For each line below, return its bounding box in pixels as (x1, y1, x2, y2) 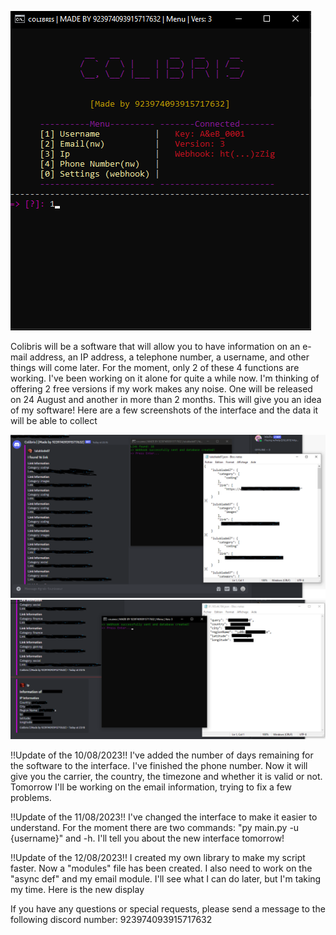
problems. (10, 792, 52, 804)
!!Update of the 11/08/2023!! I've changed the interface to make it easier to (10, 811, 318, 823)
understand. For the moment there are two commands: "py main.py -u (10, 822, 300, 834)
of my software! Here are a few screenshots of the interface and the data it (10, 404, 319, 416)
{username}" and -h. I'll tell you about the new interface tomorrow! (10, 832, 285, 845)
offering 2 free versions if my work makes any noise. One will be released (10, 383, 313, 395)
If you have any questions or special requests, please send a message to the (10, 903, 326, 915)
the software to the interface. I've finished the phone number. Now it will (10, 760, 308, 772)
